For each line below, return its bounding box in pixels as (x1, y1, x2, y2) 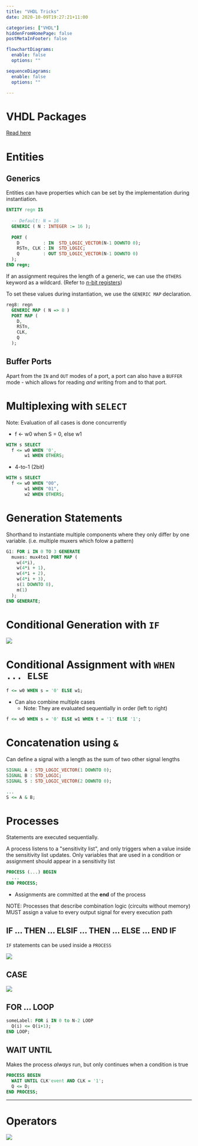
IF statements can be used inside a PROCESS (6, 941, 112, 948)
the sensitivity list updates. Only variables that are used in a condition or (6, 852, 181, 859)
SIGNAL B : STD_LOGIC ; (6, 772, 62, 778)
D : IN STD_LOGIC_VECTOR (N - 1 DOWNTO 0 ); (16, 240, 141, 246)
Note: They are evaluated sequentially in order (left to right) (23, 705, 168, 712)
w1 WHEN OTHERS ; (24, 453, 65, 459)
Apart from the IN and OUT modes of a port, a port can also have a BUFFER (6, 372, 183, 379)
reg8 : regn (6, 302, 33, 307)
